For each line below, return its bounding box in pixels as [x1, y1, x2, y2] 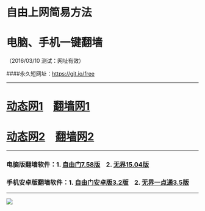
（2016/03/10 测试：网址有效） [6, 57, 84, 65]
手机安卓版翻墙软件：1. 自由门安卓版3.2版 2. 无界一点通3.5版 [6, 178, 189, 187]
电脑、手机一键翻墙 [6, 36, 103, 49]
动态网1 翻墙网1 [6, 99, 90, 113]
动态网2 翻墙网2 [6, 129, 95, 143]
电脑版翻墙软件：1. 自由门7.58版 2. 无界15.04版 [6, 160, 149, 169]
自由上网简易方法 [6, 5, 93, 20]
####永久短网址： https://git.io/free [6, 70, 95, 77]
